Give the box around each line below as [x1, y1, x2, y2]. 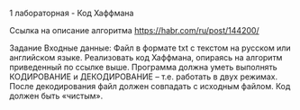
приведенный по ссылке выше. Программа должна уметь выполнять [9, 62, 277, 72]
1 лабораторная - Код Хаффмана [9, 8, 134, 18]
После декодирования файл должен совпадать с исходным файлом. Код [9, 81, 291, 91]
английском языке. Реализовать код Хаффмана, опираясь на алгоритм [9, 52, 283, 62]
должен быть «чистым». [9, 90, 104, 101]
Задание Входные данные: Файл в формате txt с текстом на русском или [9, 42, 291, 53]
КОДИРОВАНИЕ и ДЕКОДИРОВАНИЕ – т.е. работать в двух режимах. [9, 71, 278, 82]
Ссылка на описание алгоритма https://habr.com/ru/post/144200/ [9, 25, 259, 35]
